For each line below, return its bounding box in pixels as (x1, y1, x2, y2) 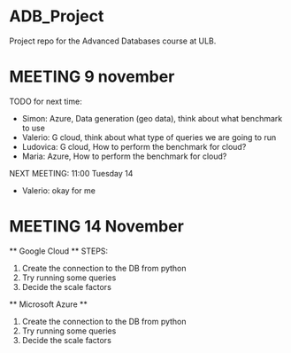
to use (21, 122, 46, 133)
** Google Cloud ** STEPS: (9, 246, 109, 256)
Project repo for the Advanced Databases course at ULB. (9, 35, 217, 46)
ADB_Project (9, 6, 104, 27)
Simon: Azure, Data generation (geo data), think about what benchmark (21, 113, 283, 123)
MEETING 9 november (9, 67, 175, 87)
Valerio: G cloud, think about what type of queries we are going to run (21, 131, 277, 143)
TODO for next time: (9, 96, 82, 106)
